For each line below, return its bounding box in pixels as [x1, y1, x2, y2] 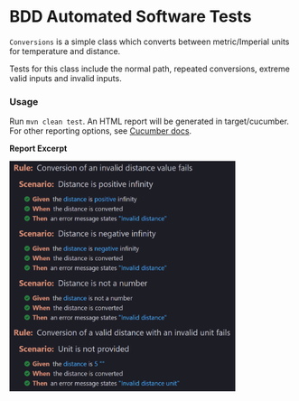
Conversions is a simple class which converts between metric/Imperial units [9, 36, 290, 47]
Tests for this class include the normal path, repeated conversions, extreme [9, 63, 291, 74]
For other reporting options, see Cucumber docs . [9, 126, 192, 136]
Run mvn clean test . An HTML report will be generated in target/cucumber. [9, 116, 289, 127]
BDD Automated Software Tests [9, 6, 252, 27]
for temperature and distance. [9, 45, 121, 56]
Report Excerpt [9, 143, 68, 154]
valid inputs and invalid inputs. [9, 72, 122, 83]
